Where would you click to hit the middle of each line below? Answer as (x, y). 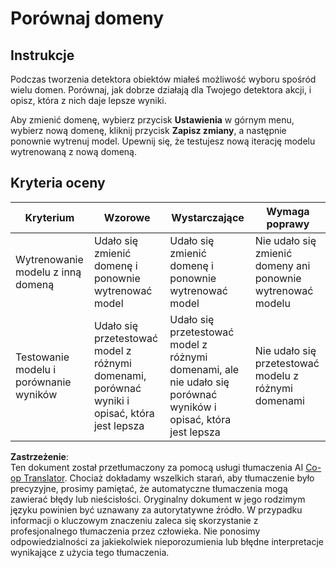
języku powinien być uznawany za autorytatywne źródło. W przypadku (156, 509)
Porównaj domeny (87, 18)
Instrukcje (42, 55)
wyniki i (111, 400)
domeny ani (282, 265)
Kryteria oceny (58, 183)
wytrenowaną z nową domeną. (74, 151)
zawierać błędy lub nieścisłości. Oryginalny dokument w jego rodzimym (158, 499)
